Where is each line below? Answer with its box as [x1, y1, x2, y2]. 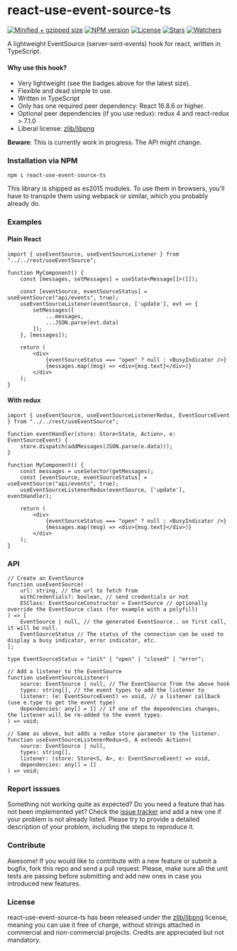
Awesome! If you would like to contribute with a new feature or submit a [7, 857, 217, 865]
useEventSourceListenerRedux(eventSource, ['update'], [20, 486, 186, 494]
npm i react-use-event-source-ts [7, 172, 106, 179]
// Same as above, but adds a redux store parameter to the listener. [7, 730, 221, 737]
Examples [7, 217, 43, 227]
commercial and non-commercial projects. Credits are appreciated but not [7, 928, 225, 936]
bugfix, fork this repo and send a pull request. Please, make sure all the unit [7, 864, 228, 872]
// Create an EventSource [7, 575, 84, 582]
